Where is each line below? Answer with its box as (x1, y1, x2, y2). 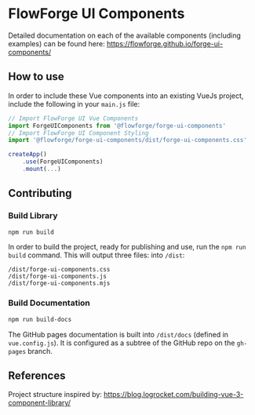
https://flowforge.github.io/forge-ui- (106, 38, 224, 48)
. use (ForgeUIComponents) (22, 158, 104, 166)
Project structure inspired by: (8, 390, 102, 399)
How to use (8, 70, 64, 83)
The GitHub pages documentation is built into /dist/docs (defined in (8, 329, 229, 339)
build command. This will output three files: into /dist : (8, 250, 185, 260)
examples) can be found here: (8, 38, 105, 48)
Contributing (8, 187, 72, 200)
